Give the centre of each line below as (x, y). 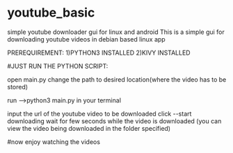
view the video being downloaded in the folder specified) (89, 128)
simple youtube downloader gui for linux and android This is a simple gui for (116, 32)
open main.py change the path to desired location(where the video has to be (117, 79)
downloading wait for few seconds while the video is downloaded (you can (114, 121)
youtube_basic (51, 13)
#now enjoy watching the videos (54, 142)
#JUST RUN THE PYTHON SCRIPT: (58, 66)
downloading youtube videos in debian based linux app (86, 39)
